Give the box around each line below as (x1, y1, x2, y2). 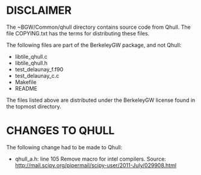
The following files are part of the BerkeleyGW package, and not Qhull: (6, 41, 182, 49)
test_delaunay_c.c (14, 72, 60, 79)
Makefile (14, 79, 37, 86)
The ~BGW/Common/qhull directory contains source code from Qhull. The (6, 23, 191, 31)
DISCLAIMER (6, 4, 72, 17)
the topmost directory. (6, 102, 61, 110)
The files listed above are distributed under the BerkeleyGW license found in (6, 96, 196, 104)
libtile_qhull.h (14, 59, 48, 67)
